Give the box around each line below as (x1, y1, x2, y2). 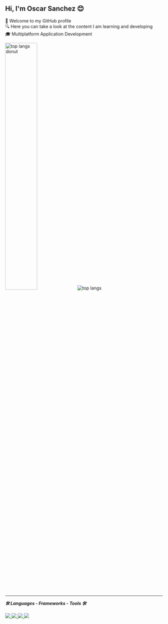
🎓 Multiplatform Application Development (5, 30, 92, 37)
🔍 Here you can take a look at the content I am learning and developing (5, 23, 153, 29)
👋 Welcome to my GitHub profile (5, 17, 71, 23)
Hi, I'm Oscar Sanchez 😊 (5, 4, 84, 13)
